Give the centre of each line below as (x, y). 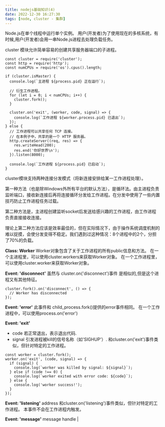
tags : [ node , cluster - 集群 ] (35, 19)
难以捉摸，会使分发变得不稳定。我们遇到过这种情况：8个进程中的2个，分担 (81, 234)
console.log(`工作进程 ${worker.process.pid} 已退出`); (70, 118)
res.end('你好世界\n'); (37, 151)
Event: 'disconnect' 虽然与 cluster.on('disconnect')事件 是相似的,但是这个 (80, 273)
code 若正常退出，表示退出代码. (44, 333)
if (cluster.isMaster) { (30, 77)
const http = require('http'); (37, 64)
